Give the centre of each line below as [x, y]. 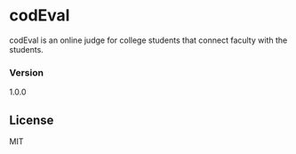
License [32, 120]
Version [27, 72]
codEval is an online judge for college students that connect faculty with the [148, 40]
